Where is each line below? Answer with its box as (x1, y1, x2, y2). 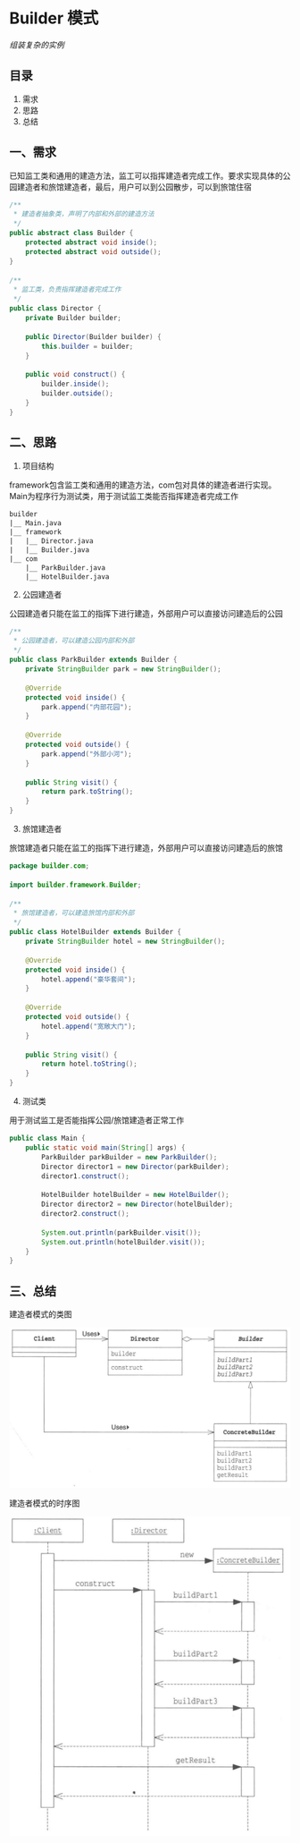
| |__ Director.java (9, 536, 94, 546)
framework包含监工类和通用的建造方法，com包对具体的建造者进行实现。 (9, 480, 277, 490)
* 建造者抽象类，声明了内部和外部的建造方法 (12, 209, 154, 219)
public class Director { (9, 304, 102, 313)
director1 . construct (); (41, 1171, 129, 1181)
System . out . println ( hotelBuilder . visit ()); (41, 1237, 205, 1246)
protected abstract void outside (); (25, 247, 162, 256)
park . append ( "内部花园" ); (41, 702, 132, 711)
